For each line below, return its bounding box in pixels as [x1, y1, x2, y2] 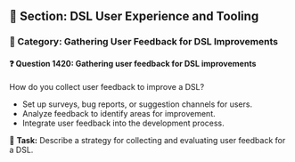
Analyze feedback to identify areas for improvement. [21, 108, 216, 118]
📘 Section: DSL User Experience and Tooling [9, 9, 259, 24]
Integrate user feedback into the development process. [21, 117, 225, 128]
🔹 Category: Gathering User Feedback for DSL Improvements [9, 36, 279, 48]
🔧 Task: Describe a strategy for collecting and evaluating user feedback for [9, 134, 286, 145]
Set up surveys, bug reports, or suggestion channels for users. [21, 99, 252, 109]
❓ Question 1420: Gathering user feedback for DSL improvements [9, 58, 257, 69]
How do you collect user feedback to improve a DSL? [9, 81, 205, 92]
